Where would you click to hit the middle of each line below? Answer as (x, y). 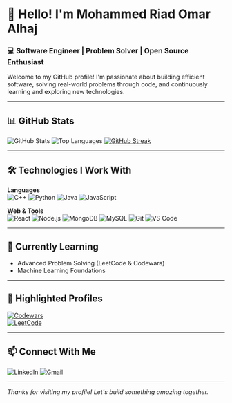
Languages (23, 190)
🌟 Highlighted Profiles (55, 299)
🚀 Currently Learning (53, 246)
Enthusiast (26, 62)
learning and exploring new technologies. (66, 92)
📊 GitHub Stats (41, 121)
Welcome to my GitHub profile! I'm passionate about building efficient (106, 77)
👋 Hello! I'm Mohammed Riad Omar (109, 14)
